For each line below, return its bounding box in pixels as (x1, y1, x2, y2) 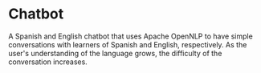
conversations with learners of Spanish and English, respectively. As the (8, 39, 247, 49)
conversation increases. (8, 57, 88, 67)
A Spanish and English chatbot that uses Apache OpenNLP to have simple (8, 31, 253, 41)
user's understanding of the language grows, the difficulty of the (8, 48, 222, 58)
